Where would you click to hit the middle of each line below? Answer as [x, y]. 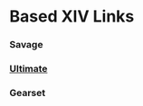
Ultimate [29, 69]
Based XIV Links [72, 17]
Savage [26, 45]
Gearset [28, 93]
